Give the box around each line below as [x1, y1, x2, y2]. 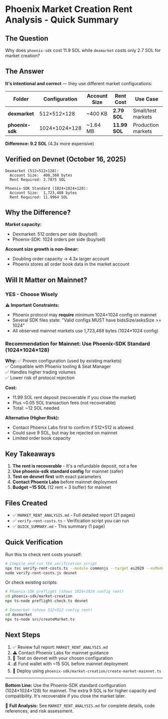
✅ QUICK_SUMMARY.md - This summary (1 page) [12, 523, 105, 529]
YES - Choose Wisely [5, 290, 58, 297]
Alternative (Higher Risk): [5, 415, 59, 421]
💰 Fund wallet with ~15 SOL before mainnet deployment [12, 660, 128, 666]
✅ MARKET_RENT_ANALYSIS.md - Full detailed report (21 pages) [12, 512, 135, 518]
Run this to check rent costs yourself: [5, 551, 82, 557]
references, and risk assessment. [5, 707, 74, 714]
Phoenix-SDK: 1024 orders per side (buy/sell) [12, 236, 106, 242]
